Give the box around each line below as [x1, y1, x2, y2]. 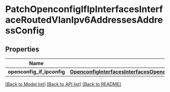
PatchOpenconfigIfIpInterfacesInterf [5, 4, 163, 15]
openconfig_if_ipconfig [8, 68, 65, 75]
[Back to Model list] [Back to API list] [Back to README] [5, 81, 121, 87]
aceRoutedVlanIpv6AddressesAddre [5, 14, 163, 26]
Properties [5, 45, 39, 53]
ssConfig [5, 25, 45, 36]
